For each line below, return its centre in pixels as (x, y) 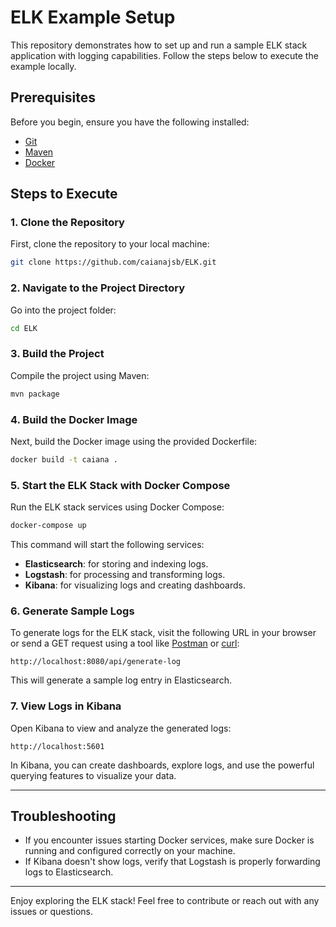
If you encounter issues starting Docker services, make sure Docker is (169, 840)
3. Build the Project (57, 354)
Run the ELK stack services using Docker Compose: (117, 507)
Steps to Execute (64, 194)
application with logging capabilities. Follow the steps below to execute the (164, 55)
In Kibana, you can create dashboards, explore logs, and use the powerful (162, 765)
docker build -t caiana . (64, 459)
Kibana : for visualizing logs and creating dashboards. (135, 585)
